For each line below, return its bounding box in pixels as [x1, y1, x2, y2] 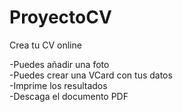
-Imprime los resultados [9, 79, 108, 91]
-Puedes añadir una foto [9, 58, 110, 70]
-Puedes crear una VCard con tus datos [9, 69, 173, 81]
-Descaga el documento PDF [9, 90, 129, 102]
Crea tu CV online [9, 39, 82, 51]
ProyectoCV [9, 6, 112, 29]
